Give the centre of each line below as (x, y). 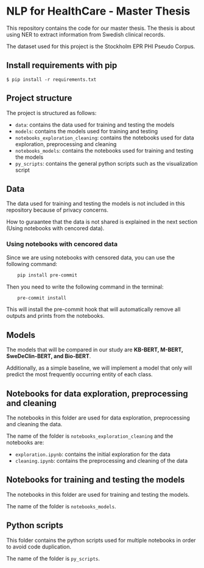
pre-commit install (42, 298)
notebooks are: (25, 443)
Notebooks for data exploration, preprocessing (97, 394)
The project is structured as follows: (51, 113)
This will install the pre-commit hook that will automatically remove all (93, 309)
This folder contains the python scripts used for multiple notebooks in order (101, 540)
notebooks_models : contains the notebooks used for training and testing (104, 150)
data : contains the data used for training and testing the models (95, 124)
